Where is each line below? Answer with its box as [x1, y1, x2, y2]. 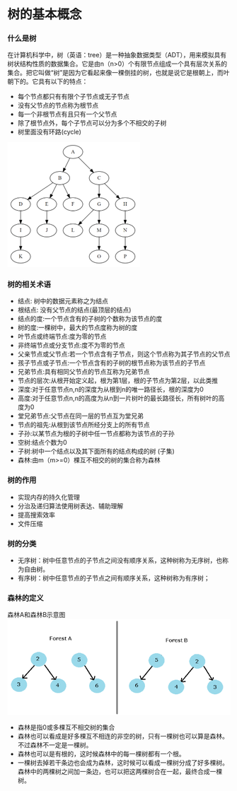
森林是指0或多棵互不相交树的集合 [17, 722, 115, 732]
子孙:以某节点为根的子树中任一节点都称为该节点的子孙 [17, 429, 175, 438]
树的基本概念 [7, 6, 83, 23]
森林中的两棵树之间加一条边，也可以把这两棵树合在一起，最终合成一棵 [17, 767, 223, 775]
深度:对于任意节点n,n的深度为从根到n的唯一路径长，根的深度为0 [17, 385, 204, 394]
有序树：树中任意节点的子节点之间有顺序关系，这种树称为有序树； [17, 573, 210, 582]
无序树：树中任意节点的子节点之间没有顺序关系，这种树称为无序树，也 [17, 556, 223, 564]
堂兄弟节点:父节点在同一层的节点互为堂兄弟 [17, 411, 144, 421]
